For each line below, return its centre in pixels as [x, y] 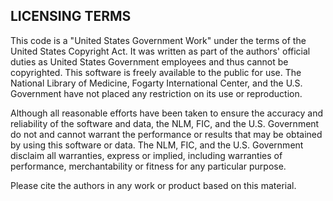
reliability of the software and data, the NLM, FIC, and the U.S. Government [165, 123]
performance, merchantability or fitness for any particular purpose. [148, 166]
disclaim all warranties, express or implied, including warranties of [146, 155]
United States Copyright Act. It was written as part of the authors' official [160, 51]
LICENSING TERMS [71, 16]
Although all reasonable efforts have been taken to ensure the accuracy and [167, 113]
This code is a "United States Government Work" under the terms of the [158, 40]
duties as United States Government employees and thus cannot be [149, 61]
